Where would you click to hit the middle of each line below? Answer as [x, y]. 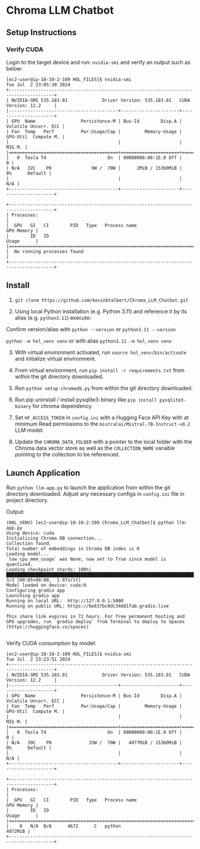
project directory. [27, 500]
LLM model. [29, 430]
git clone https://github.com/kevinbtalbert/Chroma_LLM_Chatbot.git [101, 300]
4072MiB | [18, 831]
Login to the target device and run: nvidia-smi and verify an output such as [98, 62]
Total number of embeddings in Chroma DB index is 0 [73, 549]
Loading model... [28, 554]
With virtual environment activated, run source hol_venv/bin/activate [100, 352]
